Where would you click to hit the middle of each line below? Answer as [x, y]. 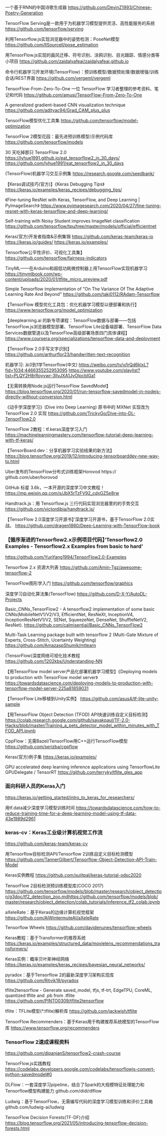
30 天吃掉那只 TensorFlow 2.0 [36, 152]
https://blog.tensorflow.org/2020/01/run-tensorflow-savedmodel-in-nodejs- [83, 391]
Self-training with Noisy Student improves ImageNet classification [73, 221]
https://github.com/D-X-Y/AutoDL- [112, 594]
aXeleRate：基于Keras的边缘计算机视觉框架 [50, 912]
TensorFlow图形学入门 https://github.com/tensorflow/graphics [69, 583]
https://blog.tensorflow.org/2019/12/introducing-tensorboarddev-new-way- [83, 456]
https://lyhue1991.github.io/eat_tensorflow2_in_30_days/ [63, 158]
